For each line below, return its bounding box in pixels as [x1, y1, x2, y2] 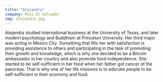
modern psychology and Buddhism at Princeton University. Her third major [5, 35, 156, 41]
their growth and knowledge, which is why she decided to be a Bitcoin [5, 51, 147, 56]
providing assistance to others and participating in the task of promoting [5, 45, 151, 52]
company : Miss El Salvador [5, 12, 60, 17]
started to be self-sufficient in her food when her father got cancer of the [5, 61, 153, 67]
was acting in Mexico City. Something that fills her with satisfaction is [5, 40, 145, 46]
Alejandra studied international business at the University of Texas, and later [5, 30, 159, 36]
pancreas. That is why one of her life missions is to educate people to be [5, 66, 152, 72]
